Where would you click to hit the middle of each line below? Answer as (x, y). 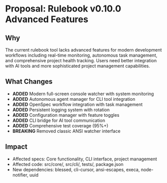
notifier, (20, 175)
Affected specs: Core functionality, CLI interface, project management (85, 159)
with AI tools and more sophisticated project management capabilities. (78, 66)
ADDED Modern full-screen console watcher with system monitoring (83, 94)
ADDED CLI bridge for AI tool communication (59, 120)
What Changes (29, 81)
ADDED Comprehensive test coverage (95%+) (60, 125)
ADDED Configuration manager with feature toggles (66, 115)
